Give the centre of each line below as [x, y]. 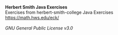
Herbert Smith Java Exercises [36, 7]
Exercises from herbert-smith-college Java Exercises [59, 12]
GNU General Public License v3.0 [39, 28]
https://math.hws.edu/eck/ [32, 17]
